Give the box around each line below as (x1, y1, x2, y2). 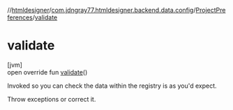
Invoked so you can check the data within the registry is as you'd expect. (7, 81, 218, 90)
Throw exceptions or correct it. (7, 95, 96, 103)
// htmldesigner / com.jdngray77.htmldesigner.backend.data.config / (7, 6, 197, 14)
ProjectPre (195, 6, 226, 14)
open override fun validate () (7, 68, 88, 76)
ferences (7, 13, 33, 22)
